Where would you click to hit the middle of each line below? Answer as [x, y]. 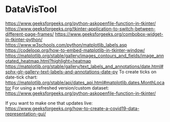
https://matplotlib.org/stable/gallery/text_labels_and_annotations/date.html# [84, 66]
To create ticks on [138, 71]
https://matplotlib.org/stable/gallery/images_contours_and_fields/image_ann [84, 55]
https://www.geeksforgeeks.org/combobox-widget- [109, 34]
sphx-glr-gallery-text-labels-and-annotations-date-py [62, 71]
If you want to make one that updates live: [49, 103]
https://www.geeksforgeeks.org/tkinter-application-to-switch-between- [80, 28]
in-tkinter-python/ [24, 39]
